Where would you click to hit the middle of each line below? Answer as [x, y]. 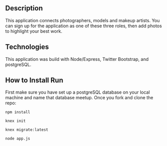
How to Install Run [34, 80]
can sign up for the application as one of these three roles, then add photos [84, 26]
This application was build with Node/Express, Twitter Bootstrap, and [77, 59]
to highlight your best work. [34, 31]
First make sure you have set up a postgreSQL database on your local [78, 92]
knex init [16, 121]
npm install [18, 112]
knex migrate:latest [27, 130]
